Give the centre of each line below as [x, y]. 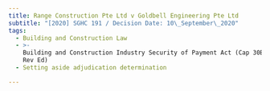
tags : [17, 30]
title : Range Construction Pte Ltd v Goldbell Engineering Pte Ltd [124, 16]
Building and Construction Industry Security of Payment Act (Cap [136, 53]
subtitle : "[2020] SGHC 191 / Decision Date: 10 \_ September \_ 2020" [124, 23]
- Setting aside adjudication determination [91, 68]
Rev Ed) [35, 61]
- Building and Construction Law [72, 38]
